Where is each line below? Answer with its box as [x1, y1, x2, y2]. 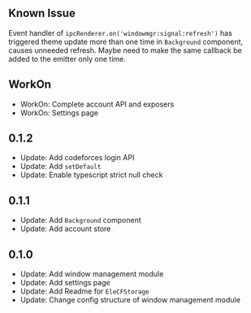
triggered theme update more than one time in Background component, [8, 37, 244, 46]
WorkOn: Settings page [19, 107, 99, 117]
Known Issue [8, 7, 76, 20]
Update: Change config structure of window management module [19, 295, 241, 305]
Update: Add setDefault [19, 162, 102, 172]
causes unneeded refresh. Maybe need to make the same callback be [8, 45, 242, 55]
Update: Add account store [19, 224, 111, 234]
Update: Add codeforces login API [19, 153, 135, 163]
